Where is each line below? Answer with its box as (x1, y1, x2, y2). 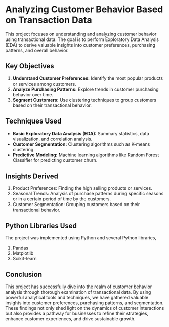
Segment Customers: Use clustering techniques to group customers (12, 97, 157, 103)
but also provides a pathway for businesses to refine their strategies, (5, 310, 149, 316)
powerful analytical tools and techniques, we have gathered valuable (5, 295, 149, 300)
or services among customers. (12, 80, 77, 87)
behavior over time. (12, 91, 53, 97)
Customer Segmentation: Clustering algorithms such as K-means (12, 141, 150, 147)
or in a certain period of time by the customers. (12, 196, 111, 202)
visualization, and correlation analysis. (12, 136, 93, 142)
